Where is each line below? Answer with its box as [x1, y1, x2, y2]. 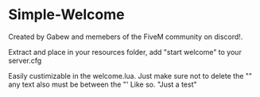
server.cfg [8, 56, 42, 65]
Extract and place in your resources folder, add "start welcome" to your [8, 47, 243, 56]
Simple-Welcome [8, 6, 125, 24]
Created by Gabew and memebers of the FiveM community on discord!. [8, 32, 243, 41]
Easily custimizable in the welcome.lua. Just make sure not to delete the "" [8, 71, 253, 80]
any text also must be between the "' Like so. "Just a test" [8, 80, 197, 89]
